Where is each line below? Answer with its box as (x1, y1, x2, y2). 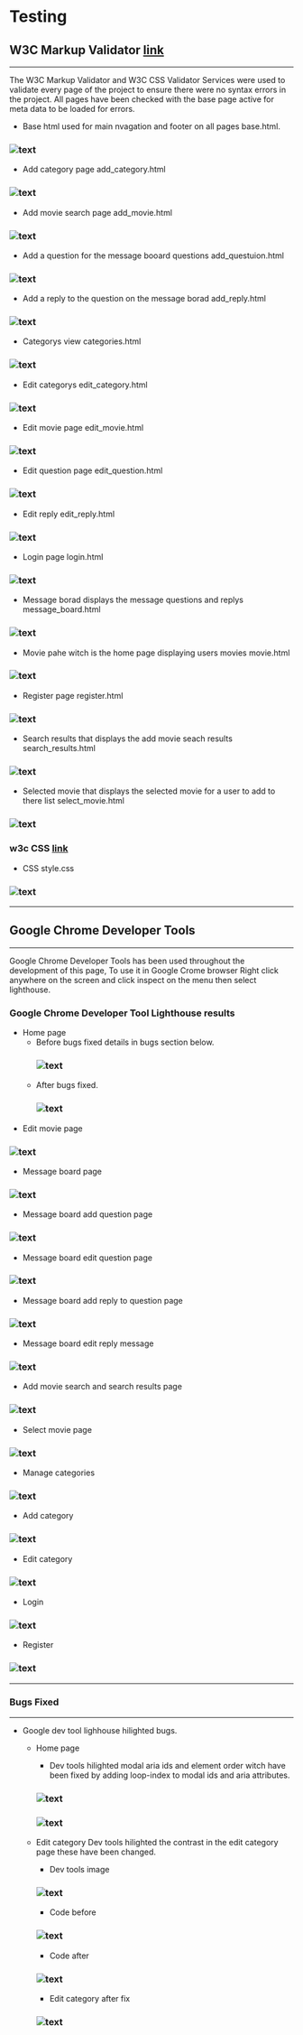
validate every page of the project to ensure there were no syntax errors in (9, 84, 287, 95)
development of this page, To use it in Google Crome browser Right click (9, 964, 280, 976)
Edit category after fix (49, 1993, 131, 2003)
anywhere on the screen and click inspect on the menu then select (9, 974, 257, 985)
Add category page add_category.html (22, 164, 166, 175)
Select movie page (22, 1424, 93, 1435)
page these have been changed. (35, 1846, 156, 1857)
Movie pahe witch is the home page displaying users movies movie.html (22, 647, 290, 658)
